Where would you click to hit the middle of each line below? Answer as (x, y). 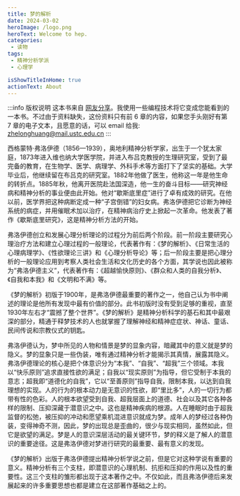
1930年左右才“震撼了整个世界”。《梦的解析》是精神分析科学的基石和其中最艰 (119, 313)
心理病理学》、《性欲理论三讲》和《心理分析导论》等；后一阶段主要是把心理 (117, 253)
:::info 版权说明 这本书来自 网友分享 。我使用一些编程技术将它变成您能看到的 (119, 108)
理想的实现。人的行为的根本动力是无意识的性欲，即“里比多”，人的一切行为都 (120, 390)
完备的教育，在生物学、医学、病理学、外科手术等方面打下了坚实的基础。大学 (120, 166)
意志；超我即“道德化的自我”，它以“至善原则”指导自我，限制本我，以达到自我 (119, 381)
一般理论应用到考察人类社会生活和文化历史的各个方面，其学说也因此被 (123, 262)
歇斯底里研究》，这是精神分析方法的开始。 (81, 220)
